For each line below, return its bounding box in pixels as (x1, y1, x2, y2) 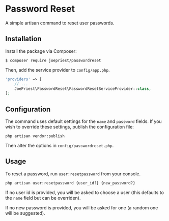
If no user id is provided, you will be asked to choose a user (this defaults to (5, 189, 164, 196)
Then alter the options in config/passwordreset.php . (5, 143, 114, 149)
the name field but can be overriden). (5, 195, 81, 201)
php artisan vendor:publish (5, 134, 65, 139)
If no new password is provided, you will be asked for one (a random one (5, 204, 158, 211)
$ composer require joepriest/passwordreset (5, 58, 101, 63)
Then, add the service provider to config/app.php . (5, 67, 110, 73)
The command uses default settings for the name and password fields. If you (5, 118, 162, 124)
